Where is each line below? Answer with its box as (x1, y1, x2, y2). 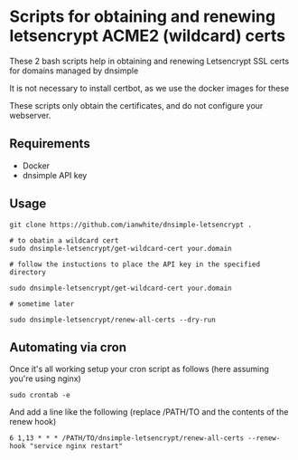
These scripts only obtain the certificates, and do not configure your (9, 100, 264, 110)
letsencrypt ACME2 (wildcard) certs (9, 25, 286, 46)
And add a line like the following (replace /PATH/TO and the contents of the (9, 407, 289, 417)
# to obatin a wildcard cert (9, 235, 119, 245)
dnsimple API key (22, 169, 88, 180)
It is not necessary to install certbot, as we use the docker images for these (9, 82, 290, 93)
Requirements (9, 136, 90, 151)
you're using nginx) (9, 373, 81, 384)
